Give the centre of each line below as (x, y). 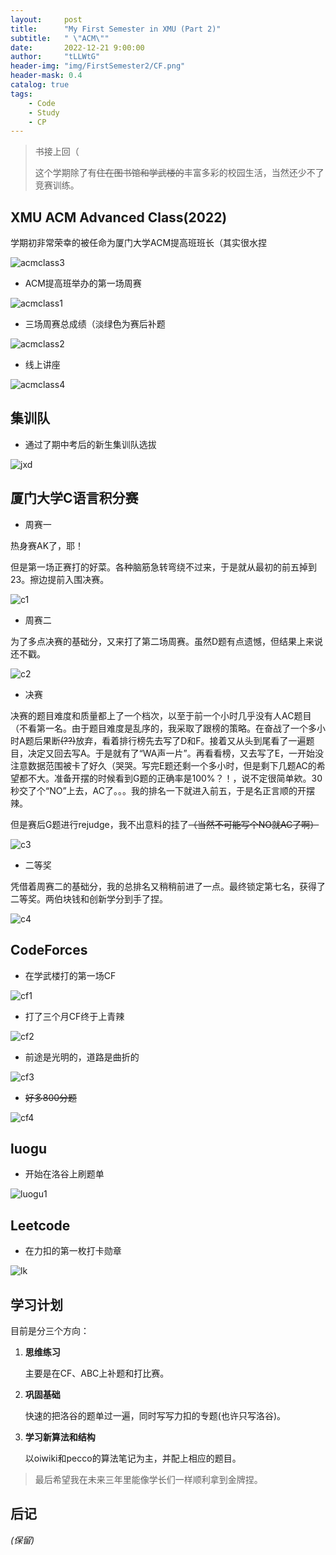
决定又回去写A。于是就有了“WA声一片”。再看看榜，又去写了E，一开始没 (176, 753)
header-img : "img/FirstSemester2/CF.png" (98, 66)
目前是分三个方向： (50, 1330)
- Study (44, 112)
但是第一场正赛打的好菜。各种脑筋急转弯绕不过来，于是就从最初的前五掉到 (163, 567)
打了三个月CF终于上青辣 (74, 1016)
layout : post (46, 19)
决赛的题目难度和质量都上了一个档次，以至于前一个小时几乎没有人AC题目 (161, 715)
